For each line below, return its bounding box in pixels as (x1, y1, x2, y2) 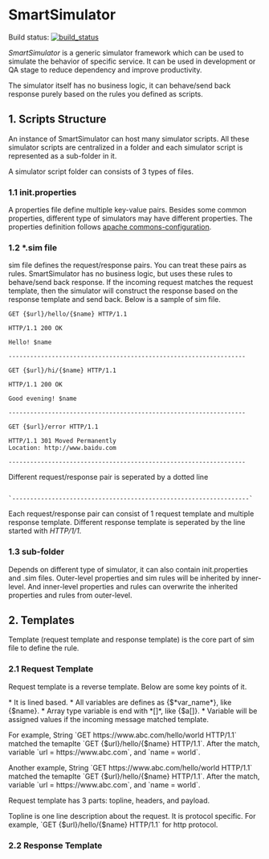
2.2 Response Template (8, 840, 103, 851)
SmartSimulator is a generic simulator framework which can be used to (8, 47, 244, 57)
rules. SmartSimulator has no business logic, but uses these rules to (8, 269, 233, 279)
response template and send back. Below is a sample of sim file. (8, 295, 221, 304)
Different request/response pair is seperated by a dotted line (8, 473, 209, 482)
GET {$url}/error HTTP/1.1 (8, 423, 99, 432)
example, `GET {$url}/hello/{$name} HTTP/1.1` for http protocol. (8, 820, 218, 829)
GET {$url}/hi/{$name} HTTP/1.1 (8, 366, 116, 375)
